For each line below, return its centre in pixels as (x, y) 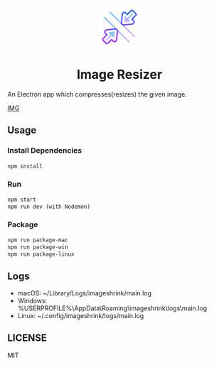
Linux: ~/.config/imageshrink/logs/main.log (81, 316)
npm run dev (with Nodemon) (49, 207)
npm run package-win (38, 247)
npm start (22, 200)
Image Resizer (119, 75)
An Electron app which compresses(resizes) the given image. (97, 94)
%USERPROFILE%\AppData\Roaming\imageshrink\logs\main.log (112, 308)
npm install (25, 166)
